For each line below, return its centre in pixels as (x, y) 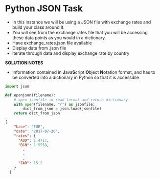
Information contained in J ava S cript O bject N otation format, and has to (84, 72)
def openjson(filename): (30, 95)
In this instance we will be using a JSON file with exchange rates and (81, 22)
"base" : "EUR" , (29, 127)
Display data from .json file (39, 48)
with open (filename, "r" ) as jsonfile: (55, 104)
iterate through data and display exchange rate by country (71, 53)
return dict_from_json (37, 113)
